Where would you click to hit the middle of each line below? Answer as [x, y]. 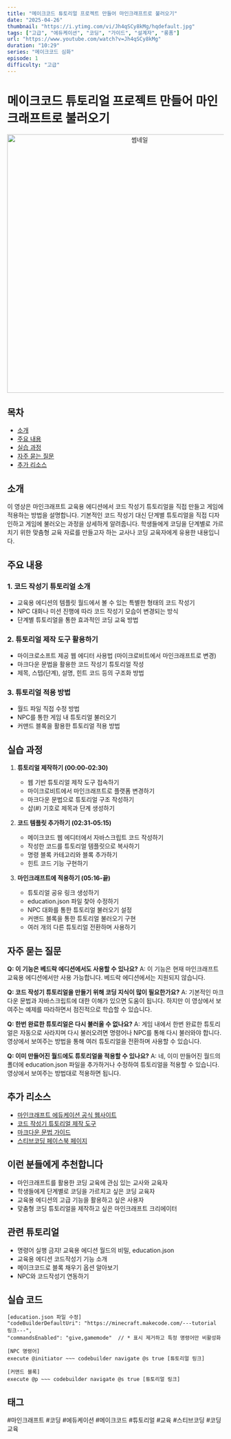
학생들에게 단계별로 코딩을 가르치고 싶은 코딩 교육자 [86, 1191]
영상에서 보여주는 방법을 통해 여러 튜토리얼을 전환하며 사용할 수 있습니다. [104, 1041]
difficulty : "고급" [34, 65]
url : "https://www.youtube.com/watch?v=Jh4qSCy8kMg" [84, 39]
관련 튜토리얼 [33, 1232]
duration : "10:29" [33, 46]
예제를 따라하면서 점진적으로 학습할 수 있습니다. [89, 1009]
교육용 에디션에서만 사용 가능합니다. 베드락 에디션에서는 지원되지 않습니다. [106, 978]
